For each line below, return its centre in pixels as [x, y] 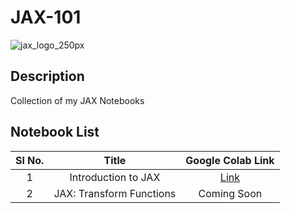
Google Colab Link [230, 160]
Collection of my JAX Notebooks [77, 100]
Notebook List [55, 132]
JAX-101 [46, 17]
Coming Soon [230, 193]
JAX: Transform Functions [115, 193]
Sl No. [30, 160]
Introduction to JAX [115, 177]
